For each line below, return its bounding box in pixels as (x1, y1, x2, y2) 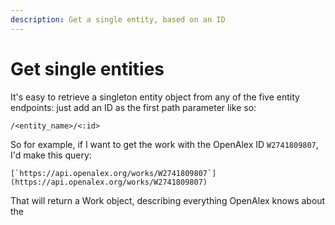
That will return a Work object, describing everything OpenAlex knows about (10, 194, 326, 206)
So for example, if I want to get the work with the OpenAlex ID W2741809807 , (10, 138, 319, 150)
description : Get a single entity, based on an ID (10, 14, 226, 25)
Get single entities (10, 57, 165, 80)
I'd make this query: (10, 149, 92, 161)
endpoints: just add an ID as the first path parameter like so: (10, 101, 257, 113)
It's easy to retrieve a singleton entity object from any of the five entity (10, 91, 300, 103)
